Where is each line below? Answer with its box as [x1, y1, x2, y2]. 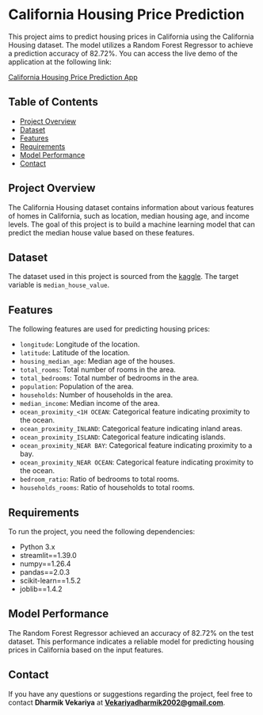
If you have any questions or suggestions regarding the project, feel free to [8, 689, 253, 698]
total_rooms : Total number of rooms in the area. [19, 365, 177, 374]
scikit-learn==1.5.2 [19, 576, 82, 585]
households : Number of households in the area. [19, 390, 173, 400]
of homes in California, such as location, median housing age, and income [8, 211, 250, 220]
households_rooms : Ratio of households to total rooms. [19, 483, 196, 492]
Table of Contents [8, 95, 99, 109]
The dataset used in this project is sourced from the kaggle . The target [8, 272, 239, 281]
